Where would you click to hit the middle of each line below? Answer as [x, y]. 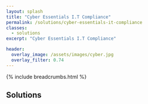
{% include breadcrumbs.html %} [46, 77]
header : [16, 49]
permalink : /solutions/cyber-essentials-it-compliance [74, 22]
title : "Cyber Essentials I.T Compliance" [58, 17]
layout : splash [25, 11]
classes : [17, 28]
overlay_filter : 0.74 [38, 60]
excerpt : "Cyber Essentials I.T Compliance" [61, 39]
